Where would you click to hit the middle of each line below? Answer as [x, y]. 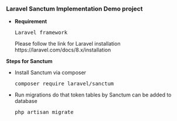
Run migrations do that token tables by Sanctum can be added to [93, 95]
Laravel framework [41, 33]
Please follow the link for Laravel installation [67, 44]
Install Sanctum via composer [50, 72]
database [26, 101]
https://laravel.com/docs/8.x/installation [63, 50]
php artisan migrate [44, 112]
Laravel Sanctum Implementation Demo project [74, 9]
